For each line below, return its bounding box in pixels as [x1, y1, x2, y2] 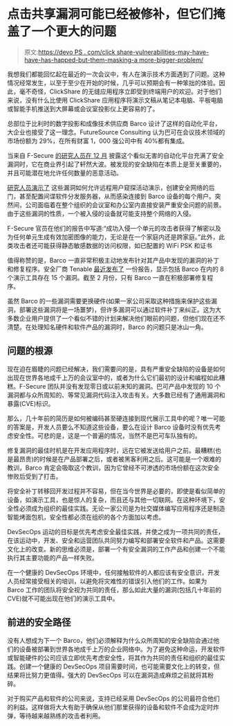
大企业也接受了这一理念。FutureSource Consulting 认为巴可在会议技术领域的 [7, 127, 225, 136]
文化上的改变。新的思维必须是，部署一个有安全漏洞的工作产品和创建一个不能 [7, 544, 225, 553]
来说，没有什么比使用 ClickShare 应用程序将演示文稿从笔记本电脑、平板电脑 [7, 96, 223, 104]
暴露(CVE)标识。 [7, 399, 55, 407]
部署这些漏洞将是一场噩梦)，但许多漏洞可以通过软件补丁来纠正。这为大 [19, 306, 222, 314]
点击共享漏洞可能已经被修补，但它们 [7, 6, 214, 22]
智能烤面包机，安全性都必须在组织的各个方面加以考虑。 [7, 513, 165, 521]
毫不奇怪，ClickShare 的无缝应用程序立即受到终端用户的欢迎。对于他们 [19, 87, 221, 96]
